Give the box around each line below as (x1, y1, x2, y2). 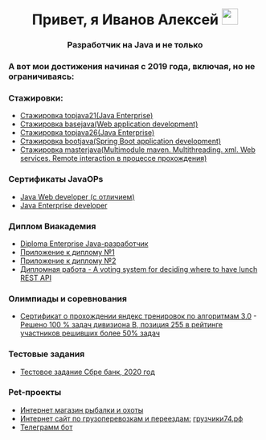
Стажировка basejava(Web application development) (19, 119, 198, 129)
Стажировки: (8, 93, 64, 104)
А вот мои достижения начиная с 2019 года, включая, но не (8, 61, 256, 72)
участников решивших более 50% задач (19, 328, 161, 338)
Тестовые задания (8, 348, 85, 360)
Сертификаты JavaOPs (8, 174, 104, 185)
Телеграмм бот (19, 422, 73, 432)
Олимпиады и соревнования (8, 293, 127, 304)
